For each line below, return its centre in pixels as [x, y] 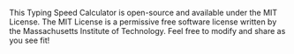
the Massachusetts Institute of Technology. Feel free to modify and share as [147, 31]
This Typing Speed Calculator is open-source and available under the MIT [143, 13]
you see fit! [30, 40]
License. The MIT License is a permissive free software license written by [143, 22]
